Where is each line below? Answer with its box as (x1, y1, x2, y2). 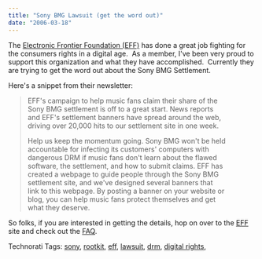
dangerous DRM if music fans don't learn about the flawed (27, 152, 218, 162)
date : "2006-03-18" (8, 19, 72, 27)
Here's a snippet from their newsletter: (8, 80, 134, 90)
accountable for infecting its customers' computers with (27, 144, 210, 154)
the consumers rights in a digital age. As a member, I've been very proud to (8, 49, 254, 58)
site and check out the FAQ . (8, 226, 98, 235)
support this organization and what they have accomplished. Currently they (8, 57, 254, 67)
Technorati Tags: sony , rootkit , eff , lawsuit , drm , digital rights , (8, 241, 207, 251)
